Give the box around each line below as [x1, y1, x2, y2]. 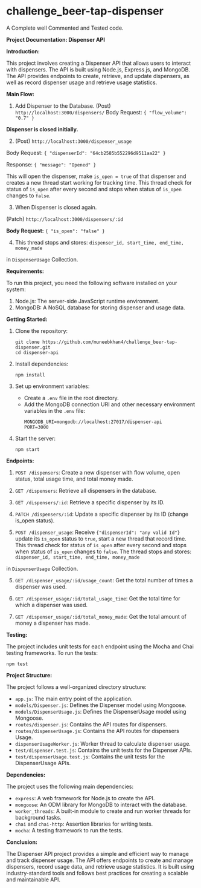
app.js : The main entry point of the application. [14, 695, 133, 702]
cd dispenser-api [14, 349, 59, 355]
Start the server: [14, 435, 56, 442]
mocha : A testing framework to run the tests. [14, 826, 123, 834]
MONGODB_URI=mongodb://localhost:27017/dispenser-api [24, 419, 162, 425]
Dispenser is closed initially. [6, 125, 78, 133]
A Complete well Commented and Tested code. [6, 24, 124, 31]
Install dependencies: [14, 360, 69, 367]
